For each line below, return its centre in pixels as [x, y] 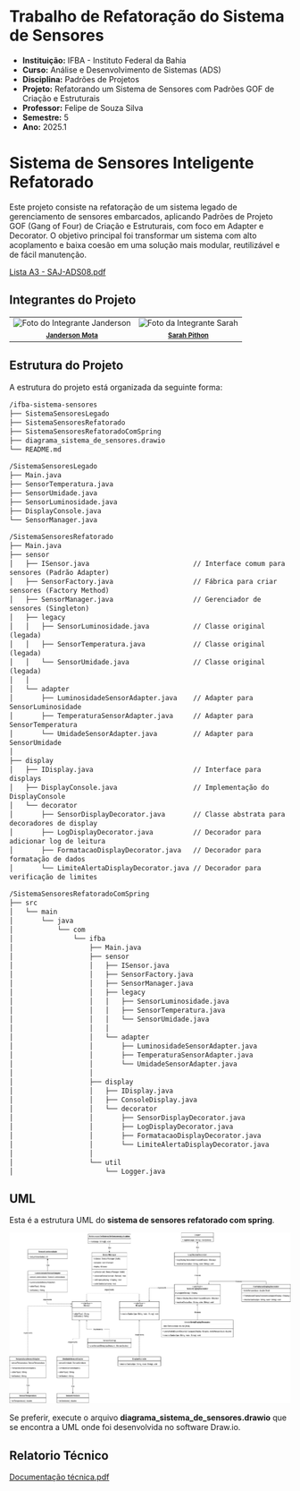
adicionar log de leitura [57, 841]
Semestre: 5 [46, 117]
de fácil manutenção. [48, 254]
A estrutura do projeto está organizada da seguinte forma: [116, 387]
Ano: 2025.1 [44, 126]
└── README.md [36, 450]
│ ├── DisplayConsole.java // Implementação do [139, 787]
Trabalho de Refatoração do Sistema [147, 17]
